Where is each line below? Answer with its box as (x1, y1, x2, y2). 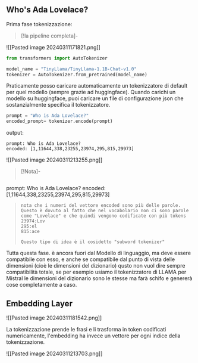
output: (6, 129, 24, 136)
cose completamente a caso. (6, 281, 77, 288)
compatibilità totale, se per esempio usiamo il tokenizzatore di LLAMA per (6, 268, 187, 276)
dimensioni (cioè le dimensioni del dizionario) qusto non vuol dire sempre (6, 262, 186, 269)
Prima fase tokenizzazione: (6, 20, 73, 27)
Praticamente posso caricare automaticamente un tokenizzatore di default (6, 82, 188, 89)
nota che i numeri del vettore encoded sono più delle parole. (20, 203, 181, 209)
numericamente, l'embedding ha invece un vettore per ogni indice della (6, 332, 181, 339)
